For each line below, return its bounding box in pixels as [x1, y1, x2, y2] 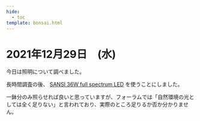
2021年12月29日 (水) [6, 47, 116, 61]
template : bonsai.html [6, 20, 63, 26]
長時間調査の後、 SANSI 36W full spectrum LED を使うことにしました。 [6, 81, 183, 88]
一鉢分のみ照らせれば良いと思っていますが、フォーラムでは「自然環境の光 [6, 94, 190, 101]
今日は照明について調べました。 [6, 68, 85, 75]
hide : [6, 8, 20, 15]
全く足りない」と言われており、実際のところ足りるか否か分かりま [22, 101, 184, 108]
